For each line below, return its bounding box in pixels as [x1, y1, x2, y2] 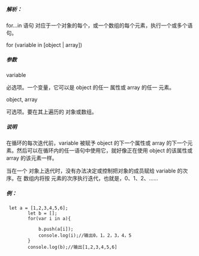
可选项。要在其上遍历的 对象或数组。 [6, 108, 97, 115]
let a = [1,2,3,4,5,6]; [8, 205, 68, 211]
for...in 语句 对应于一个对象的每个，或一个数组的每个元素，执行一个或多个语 [6, 22, 193, 29]
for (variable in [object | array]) [6, 41, 83, 48]
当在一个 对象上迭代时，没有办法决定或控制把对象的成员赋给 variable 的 [6, 167, 183, 174]
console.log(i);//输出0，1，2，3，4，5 [38, 232, 132, 239]
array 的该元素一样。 [6, 154, 58, 162]
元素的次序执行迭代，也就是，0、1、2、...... [50, 174, 159, 181]
